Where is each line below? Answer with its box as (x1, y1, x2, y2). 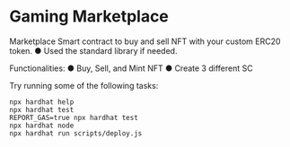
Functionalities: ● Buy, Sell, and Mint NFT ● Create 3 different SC (9, 63, 253, 73)
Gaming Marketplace (9, 6, 169, 27)
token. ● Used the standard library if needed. (9, 45, 178, 56)
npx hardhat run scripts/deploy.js (9, 128, 143, 138)
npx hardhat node (9, 121, 75, 130)
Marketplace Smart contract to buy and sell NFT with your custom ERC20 (9, 36, 281, 47)
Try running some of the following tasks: (9, 80, 159, 91)
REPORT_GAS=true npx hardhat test (9, 113, 139, 122)
